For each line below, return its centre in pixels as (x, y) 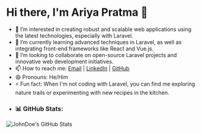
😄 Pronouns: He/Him (41, 77)
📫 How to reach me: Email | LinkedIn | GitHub (72, 68)
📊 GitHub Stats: (39, 109)
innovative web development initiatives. (64, 61)
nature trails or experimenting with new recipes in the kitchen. (92, 92)
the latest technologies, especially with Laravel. (74, 35)
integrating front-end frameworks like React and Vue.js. (84, 49)
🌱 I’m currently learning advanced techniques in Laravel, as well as (98, 42)
